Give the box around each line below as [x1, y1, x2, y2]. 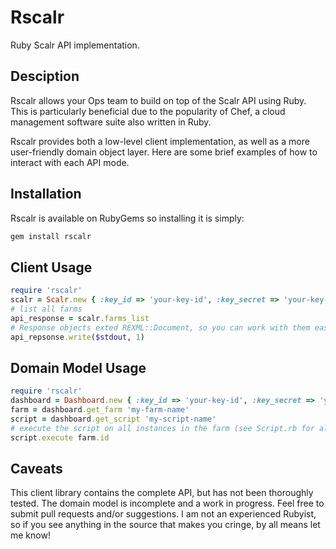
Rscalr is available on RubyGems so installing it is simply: [10, 212, 245, 224]
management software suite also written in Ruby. [10, 116, 212, 128]
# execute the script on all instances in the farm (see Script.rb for [10, 423, 315, 433]
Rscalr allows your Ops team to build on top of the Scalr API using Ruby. [10, 94, 307, 106]
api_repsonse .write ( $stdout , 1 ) [10, 332, 145, 342]
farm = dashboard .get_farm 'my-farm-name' [10, 405, 190, 415]
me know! [10, 529, 51, 541]
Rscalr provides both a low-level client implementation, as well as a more [10, 135, 310, 147]
